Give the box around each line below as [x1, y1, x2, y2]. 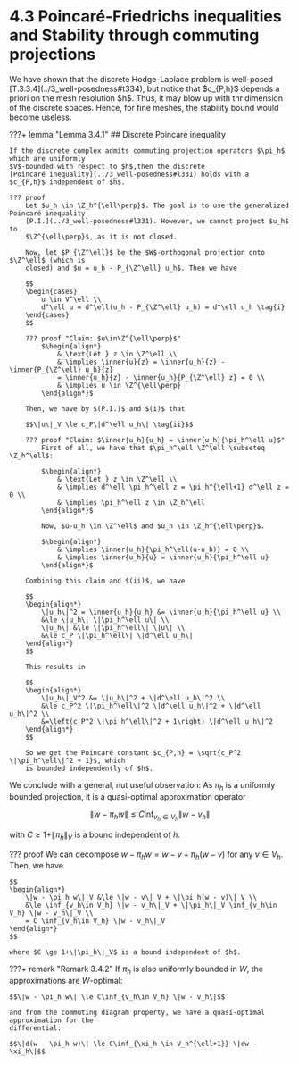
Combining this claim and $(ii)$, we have [25, 576, 186, 585]
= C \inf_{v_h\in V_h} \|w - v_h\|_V [25, 917, 166, 926]
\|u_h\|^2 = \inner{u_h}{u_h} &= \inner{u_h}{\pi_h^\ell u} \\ [41, 608, 281, 616]
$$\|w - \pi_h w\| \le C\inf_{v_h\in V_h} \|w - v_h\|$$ [9, 993, 226, 1002]
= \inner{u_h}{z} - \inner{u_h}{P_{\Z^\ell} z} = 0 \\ [56, 373, 266, 382]
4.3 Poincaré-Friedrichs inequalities [9, 6, 283, 27]
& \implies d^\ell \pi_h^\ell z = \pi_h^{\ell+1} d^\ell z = [56, 482, 290, 491]
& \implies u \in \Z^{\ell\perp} [56, 381, 181, 390]
